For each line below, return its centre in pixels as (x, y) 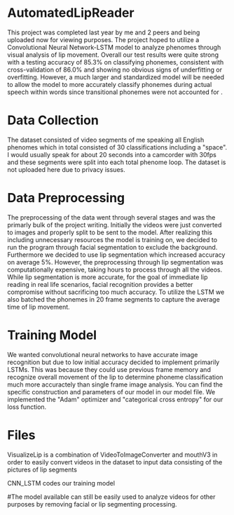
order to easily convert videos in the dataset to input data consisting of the (115, 462)
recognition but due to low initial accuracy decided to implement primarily (113, 362)
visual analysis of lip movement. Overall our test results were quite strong (113, 55)
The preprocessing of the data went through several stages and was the (111, 217)
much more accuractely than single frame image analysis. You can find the (115, 384)
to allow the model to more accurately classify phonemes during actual (110, 84)
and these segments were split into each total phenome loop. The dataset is (117, 162)
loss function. (27, 407)
